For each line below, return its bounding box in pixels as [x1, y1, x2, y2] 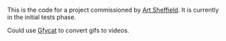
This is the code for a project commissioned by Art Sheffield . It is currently [7, 6, 219, 14]
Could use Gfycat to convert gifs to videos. [7, 27, 130, 34]
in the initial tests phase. [7, 13, 76, 21]
